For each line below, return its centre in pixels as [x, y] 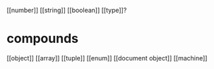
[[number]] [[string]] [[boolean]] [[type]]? [67, 10]
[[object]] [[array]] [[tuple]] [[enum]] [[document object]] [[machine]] [107, 58]
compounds [43, 39]
